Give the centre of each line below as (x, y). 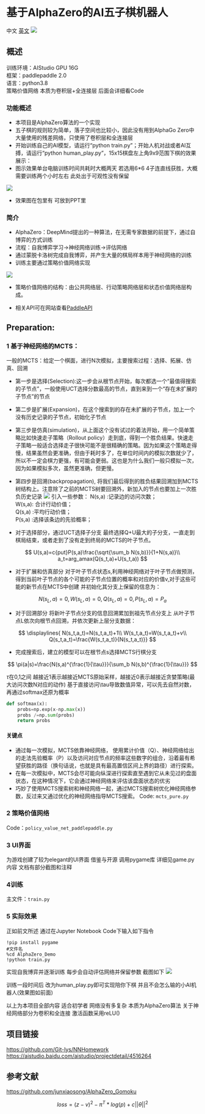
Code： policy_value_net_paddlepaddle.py (59, 828)
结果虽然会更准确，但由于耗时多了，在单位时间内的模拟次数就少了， (111, 453)
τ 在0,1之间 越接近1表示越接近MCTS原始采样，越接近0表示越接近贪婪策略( (98, 677)
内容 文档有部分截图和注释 (39, 867)
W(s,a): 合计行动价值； (44, 504)
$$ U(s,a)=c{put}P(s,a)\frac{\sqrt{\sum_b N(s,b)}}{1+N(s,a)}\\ (103, 552)
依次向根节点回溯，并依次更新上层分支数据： (80, 621)
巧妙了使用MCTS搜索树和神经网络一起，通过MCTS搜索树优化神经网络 (103, 788)
